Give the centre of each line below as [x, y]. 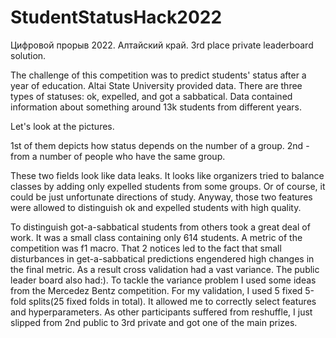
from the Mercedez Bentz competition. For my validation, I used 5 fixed [156, 290]
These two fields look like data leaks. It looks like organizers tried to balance [167, 175]
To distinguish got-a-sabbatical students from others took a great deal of [160, 227]
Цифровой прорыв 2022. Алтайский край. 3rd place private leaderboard [162, 45]
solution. [28, 55]
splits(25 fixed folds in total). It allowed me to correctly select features [172, 301]
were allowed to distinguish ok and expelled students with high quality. [156, 207]
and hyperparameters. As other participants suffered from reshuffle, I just [161, 312]
